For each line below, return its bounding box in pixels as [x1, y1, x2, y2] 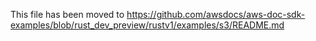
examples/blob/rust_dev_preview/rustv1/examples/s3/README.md [10, 19, 285, 31]
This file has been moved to [10, 9, 125, 20]
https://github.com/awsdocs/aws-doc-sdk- [126, 9, 306, 20]
